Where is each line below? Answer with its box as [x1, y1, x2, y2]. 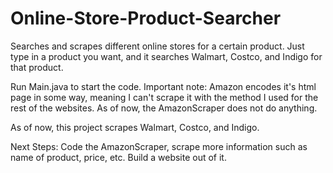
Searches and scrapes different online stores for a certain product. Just [10, 40, 305, 52]
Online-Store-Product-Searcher [10, 7, 282, 30]
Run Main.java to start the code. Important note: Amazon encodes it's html [10, 80, 317, 92]
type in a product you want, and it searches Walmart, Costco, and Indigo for [10, 50, 323, 62]
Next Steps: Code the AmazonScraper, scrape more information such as [10, 140, 308, 152]
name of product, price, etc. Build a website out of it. [10, 151, 227, 163]
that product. [10, 61, 64, 73]
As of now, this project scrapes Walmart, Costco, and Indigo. [10, 121, 260, 133]
